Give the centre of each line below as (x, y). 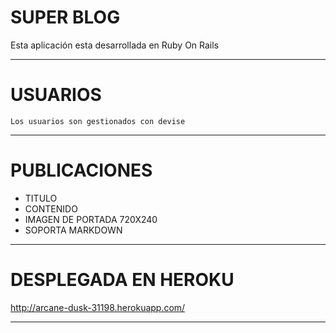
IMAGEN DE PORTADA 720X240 (91, 219)
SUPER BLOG (65, 17)
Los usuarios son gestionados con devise (98, 121)
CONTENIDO (51, 208)
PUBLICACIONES (81, 170)
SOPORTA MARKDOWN (73, 230)
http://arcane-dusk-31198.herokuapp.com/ (98, 307)
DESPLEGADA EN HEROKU (122, 280)
